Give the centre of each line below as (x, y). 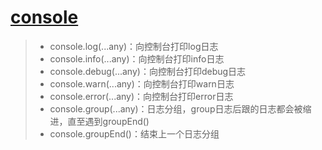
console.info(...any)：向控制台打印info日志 (137, 58)
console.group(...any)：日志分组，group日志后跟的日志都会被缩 (180, 108)
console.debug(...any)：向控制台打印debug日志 (148, 71)
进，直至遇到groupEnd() (99, 121)
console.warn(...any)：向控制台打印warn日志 (142, 83)
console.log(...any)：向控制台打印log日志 (134, 46)
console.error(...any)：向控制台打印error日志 (141, 96)
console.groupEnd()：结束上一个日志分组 (134, 133)
